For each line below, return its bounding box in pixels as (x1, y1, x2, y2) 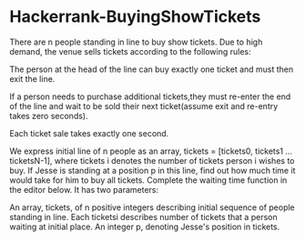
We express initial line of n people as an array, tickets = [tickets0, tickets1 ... (9, 146, 293, 156)
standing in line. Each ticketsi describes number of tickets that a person (9, 211, 278, 222)
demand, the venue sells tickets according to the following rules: (9, 45, 252, 56)
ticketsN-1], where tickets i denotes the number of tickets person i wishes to (9, 155, 295, 166)
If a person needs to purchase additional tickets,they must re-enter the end (9, 91, 291, 102)
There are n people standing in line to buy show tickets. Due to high (9, 36, 263, 47)
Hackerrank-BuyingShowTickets (9, 6, 261, 27)
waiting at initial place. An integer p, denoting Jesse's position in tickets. (9, 221, 280, 232)
